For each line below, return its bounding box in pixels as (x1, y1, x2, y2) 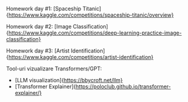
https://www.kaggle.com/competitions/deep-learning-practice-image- (8, 29, 182, 36)
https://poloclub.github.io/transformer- (75, 83, 171, 90)
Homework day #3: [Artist (6, 47, 70, 54)
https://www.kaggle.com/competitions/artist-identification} (8, 54, 154, 60)
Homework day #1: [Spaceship (6, 5, 82, 12)
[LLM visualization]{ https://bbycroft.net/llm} (14, 77, 124, 84)
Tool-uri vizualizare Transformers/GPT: (6, 65, 102, 72)
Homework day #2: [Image (6, 23, 72, 30)
